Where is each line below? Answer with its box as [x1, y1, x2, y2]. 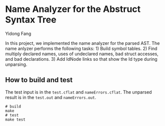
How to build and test [5, 76, 73, 84]
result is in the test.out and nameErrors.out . [5, 94, 96, 100]
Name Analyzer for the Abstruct [5, 3, 141, 15]
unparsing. [5, 61, 27, 67]
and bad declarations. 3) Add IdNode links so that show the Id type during [5, 56, 157, 62]
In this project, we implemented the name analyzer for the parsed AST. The [5, 40, 160, 46]
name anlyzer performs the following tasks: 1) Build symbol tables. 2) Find [5, 45, 157, 51]
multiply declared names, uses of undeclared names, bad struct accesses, [5, 51, 158, 57]
